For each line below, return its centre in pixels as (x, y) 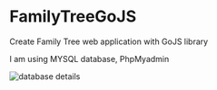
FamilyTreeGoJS (73, 17)
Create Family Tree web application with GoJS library (109, 41)
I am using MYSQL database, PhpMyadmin (89, 58)
